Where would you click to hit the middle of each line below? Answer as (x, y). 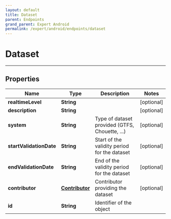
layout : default (22, 10)
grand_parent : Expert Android (37, 24)
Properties (22, 79)
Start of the (108, 140)
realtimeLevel (25, 102)
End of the (107, 160)
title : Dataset (21, 15)
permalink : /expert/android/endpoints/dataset (55, 29)
